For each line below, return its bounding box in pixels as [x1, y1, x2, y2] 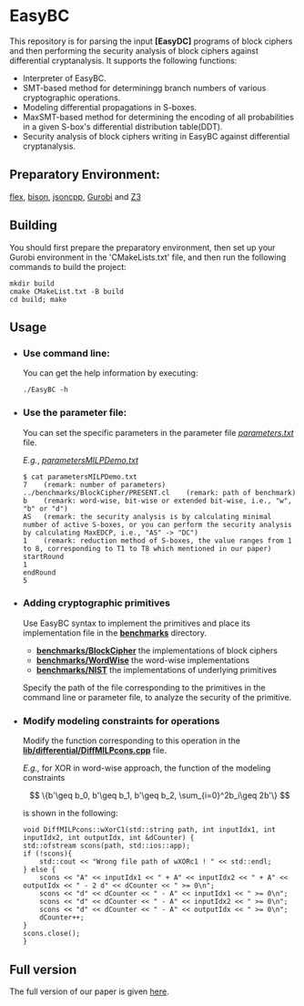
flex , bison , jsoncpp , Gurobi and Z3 [9, 191, 141, 202]
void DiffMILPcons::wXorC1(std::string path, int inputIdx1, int [22, 825, 276, 835]
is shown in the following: [22, 808, 118, 819]
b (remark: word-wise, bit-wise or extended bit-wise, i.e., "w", [22, 496, 293, 505]
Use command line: [22, 347, 111, 359]
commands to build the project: [9, 261, 127, 272]
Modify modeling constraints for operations [22, 714, 220, 727]
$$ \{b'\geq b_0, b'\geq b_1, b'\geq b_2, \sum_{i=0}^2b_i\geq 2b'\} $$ [28, 790, 290, 801]
